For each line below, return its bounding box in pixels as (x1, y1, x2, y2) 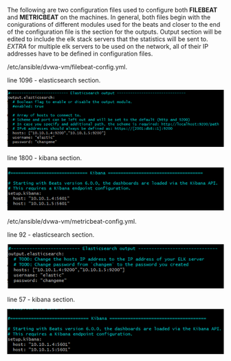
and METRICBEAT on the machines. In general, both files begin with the (7, 13, 211, 21)
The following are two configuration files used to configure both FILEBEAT (7, 6, 218, 14)
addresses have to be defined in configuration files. (7, 49, 153, 58)
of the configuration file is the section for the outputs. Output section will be (7, 27, 222, 36)
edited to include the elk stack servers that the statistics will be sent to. (7, 35, 208, 43)
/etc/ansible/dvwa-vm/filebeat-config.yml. (7, 63, 128, 71)
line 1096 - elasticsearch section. (7, 76, 101, 84)
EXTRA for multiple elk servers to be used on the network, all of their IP (7, 43, 208, 50)
